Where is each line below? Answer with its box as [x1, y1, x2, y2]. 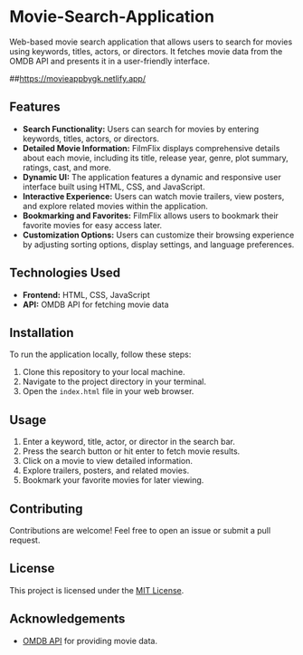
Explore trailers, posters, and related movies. [22, 465, 190, 477]
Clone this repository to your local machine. [22, 367, 185, 378]
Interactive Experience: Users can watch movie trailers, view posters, [22, 190, 285, 201]
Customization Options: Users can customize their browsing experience [22, 229, 295, 240]
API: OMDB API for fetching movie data [22, 299, 169, 310]
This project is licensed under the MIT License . [9, 584, 185, 595]
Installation [9, 324, 74, 341]
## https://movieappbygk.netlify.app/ [9, 72, 147, 83]
